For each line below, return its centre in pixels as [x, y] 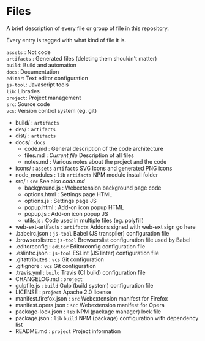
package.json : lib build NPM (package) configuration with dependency [107, 318]
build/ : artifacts [37, 122]
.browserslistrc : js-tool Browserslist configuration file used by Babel [103, 240]
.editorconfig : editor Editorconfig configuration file [80, 246]
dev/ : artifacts [35, 129]
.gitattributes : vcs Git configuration [59, 259]
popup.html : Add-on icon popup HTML [74, 207]
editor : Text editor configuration [47, 78]
